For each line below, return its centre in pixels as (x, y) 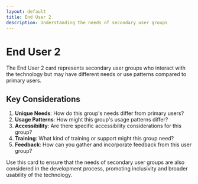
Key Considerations (43, 99)
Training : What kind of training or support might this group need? (94, 139)
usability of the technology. (39, 175)
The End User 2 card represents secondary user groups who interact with (96, 68)
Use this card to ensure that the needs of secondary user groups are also (95, 162)
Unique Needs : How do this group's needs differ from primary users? (99, 113)
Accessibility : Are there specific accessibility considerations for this (98, 126)
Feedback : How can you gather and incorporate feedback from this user (103, 144)
